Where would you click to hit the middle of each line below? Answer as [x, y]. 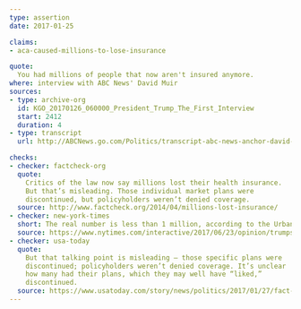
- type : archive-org [48, 99]
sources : [26, 91]
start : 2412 [40, 116]
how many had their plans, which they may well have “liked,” [144, 274]
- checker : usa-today [50, 241]
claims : [24, 42]
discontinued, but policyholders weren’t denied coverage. [138, 199]
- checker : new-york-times [60, 216]
